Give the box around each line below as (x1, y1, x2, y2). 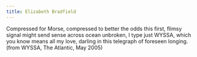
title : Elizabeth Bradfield (6, 8, 77, 15)
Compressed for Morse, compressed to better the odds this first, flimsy (6, 25, 182, 32)
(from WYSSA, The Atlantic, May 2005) (6, 44, 103, 51)
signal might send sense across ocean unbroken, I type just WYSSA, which (6, 31, 192, 39)
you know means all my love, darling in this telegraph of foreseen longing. (6, 37, 189, 45)
